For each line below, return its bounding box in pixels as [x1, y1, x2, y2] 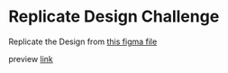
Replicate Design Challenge [8, 6, 220, 27]
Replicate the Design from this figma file [8, 36, 158, 47]
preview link [8, 53, 53, 64]
